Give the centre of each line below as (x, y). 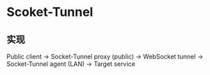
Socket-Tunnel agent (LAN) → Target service (71, 64)
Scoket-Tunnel (50, 12)
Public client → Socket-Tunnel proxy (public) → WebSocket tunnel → (105, 57)
